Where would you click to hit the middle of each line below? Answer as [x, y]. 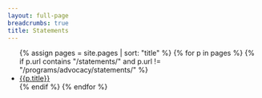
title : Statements [38, 30]
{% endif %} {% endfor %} [63, 87]
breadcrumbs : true [38, 23]
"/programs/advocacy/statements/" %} [84, 70]
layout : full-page [38, 16]
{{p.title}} [34, 78]
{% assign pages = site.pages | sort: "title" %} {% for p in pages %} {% [137, 53]
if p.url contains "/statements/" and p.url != [90, 61]
